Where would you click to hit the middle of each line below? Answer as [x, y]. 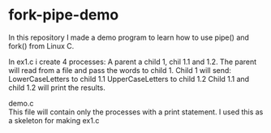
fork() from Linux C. [41, 45]
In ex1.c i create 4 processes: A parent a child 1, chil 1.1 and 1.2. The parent [133, 62]
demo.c [21, 103]
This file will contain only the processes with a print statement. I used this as [136, 112]
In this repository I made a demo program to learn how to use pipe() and [129, 37]
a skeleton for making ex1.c [54, 120]
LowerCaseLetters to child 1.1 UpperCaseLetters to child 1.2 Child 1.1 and [129, 79]
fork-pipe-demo [64, 15]
